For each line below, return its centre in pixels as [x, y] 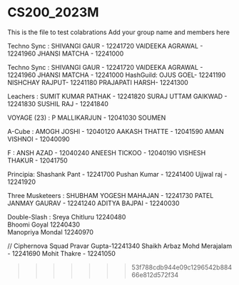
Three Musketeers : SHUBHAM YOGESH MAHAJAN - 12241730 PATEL [111, 195]
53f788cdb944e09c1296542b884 [182, 267]
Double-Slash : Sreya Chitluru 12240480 [67, 217]
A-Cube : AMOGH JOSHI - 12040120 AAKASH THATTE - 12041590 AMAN [116, 131]
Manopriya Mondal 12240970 [51, 232]
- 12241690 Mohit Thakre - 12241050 [62, 253]
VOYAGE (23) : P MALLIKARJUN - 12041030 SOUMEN [87, 118]
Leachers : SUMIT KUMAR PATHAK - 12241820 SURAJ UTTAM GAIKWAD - [117, 96]
